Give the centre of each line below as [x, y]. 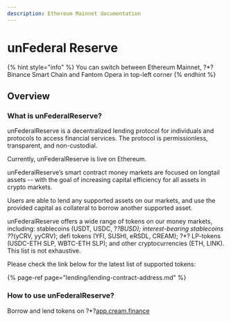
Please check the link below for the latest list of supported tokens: [102, 265]
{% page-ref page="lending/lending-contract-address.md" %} [97, 278]
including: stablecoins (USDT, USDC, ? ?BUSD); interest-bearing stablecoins [115, 229]
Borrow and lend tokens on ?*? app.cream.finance [79, 311]
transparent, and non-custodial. [52, 145]
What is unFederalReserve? [55, 116]
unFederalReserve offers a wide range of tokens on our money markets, [110, 222]
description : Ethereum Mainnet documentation [74, 14]
